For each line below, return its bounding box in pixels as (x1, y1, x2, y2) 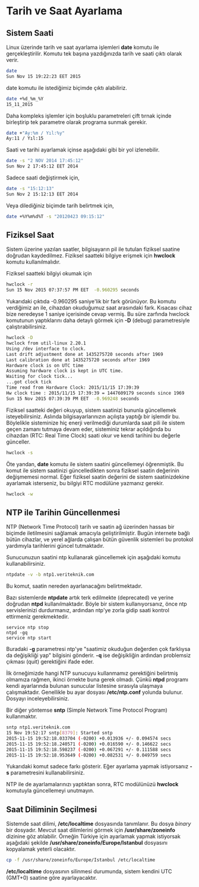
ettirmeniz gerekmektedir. (6, 613, 70, 621)
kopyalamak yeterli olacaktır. (6, 845, 76, 853)
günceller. (6, 438, 31, 445)
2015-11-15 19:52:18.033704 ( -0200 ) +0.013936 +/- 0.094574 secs (6, 735, 171, 742)
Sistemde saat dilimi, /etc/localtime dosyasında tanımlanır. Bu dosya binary (6, 820, 191, 827)
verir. (6, 57, 19, 63)
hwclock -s (6, 449, 33, 455)
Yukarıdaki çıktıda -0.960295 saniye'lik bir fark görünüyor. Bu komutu (6, 298, 176, 305)
